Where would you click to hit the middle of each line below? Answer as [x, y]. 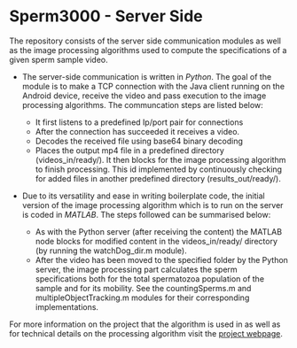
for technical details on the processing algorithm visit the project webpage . [146, 333]
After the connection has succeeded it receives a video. [137, 131]
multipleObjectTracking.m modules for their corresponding [142, 298]
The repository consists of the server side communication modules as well [145, 41]
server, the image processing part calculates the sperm [136, 269]
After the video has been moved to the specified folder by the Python [161, 259]
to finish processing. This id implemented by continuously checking [158, 169]
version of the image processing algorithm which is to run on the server [152, 205]
